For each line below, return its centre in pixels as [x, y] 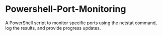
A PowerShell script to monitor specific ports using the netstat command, [81, 23]
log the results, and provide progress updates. [53, 28]
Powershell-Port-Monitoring [66, 9]
